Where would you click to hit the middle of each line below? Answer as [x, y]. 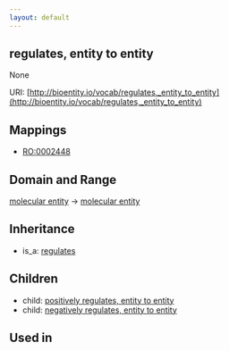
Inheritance [42, 229]
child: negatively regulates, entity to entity [99, 310]
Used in [31, 338]
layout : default [39, 17]
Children [34, 279]
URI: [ [20, 92]
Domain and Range [63, 180]
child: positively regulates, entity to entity [98, 300]
